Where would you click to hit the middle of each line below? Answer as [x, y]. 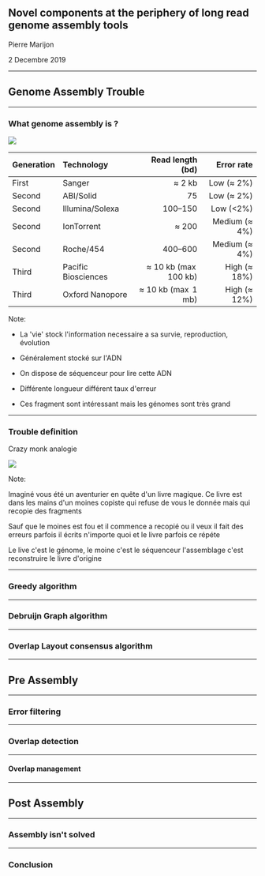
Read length [174, 160]
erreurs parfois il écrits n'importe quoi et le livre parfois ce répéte [114, 535]
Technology [86, 164]
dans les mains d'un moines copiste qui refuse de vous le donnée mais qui [129, 503]
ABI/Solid [80, 195]
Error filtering [35, 712]
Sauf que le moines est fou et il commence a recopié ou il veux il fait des [126, 526]
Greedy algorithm [43, 586]
